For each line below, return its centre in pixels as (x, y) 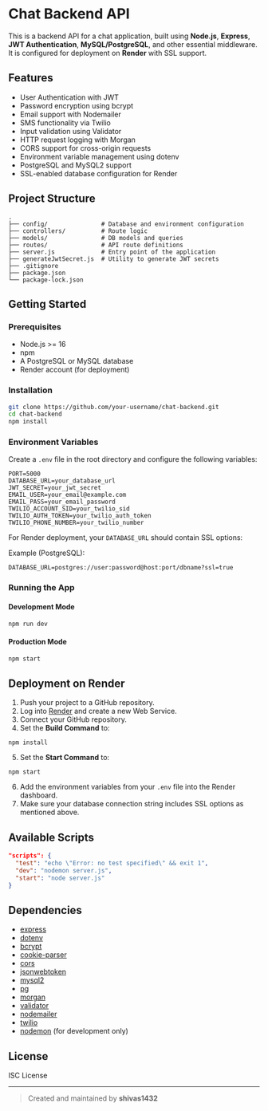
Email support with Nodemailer (70, 114)
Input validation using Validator (71, 131)
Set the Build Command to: (65, 728)
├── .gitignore (33, 266)
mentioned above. (49, 812)
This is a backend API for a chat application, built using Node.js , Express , (129, 36)
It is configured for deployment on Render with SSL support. (108, 53)
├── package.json (37, 273)
